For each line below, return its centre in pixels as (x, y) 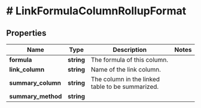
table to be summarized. (125, 87)
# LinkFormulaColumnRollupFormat (96, 11)
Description (130, 50)
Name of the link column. (126, 70)
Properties (26, 33)
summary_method (36, 96)
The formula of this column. (130, 60)
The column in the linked (125, 79)
